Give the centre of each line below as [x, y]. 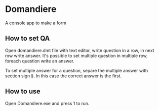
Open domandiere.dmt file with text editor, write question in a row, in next [80, 50]
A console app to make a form [36, 23]
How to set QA [28, 38]
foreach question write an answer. [40, 61]
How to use [23, 91]
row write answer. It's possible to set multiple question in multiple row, [77, 55]
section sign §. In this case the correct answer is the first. [63, 76]
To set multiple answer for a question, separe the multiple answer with [77, 70]
